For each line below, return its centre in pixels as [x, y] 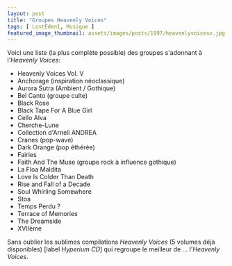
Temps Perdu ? [39, 206]
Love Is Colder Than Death [56, 177]
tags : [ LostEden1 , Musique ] [51, 26]
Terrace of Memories [47, 214]
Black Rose [33, 103]
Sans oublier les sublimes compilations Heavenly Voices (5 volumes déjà [111, 242]
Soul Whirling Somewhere [54, 192]
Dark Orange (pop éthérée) [56, 147]
